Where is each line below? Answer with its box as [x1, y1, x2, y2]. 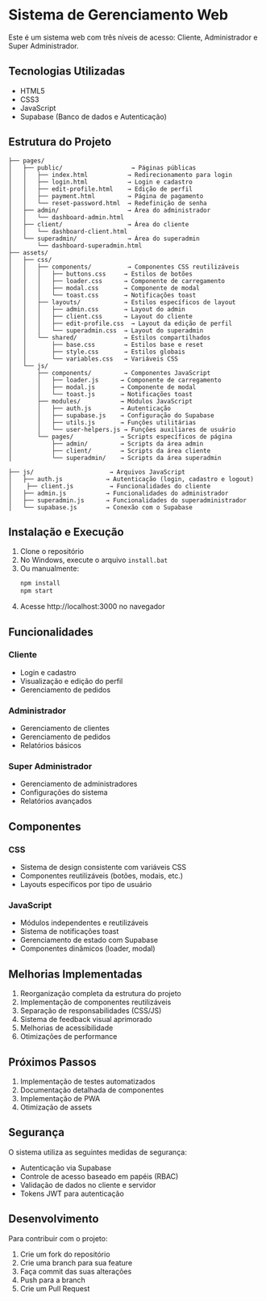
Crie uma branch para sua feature [19, 1257, 133, 1267]
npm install [19, 580, 60, 588]
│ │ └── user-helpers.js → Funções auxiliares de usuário [8, 425, 236, 433]
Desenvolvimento [8, 1212, 99, 1226]
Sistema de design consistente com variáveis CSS [19, 863, 187, 872]
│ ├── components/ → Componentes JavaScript [8, 369, 211, 377]
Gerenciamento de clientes [19, 724, 110, 733]
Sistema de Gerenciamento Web [8, 6, 228, 24]
